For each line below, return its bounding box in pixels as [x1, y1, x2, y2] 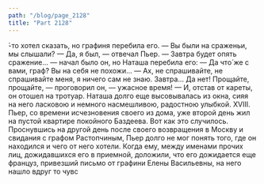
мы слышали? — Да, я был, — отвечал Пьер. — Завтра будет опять [8, 49, 237, 58]
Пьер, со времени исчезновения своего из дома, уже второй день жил [8, 107, 251, 117]
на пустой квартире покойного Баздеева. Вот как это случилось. [8, 116, 228, 126]
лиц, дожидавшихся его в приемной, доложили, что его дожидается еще [8, 149, 256, 159]
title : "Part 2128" [8, 19, 73, 27]
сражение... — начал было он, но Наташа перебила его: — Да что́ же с [8, 57, 250, 67]
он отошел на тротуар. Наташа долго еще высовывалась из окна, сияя [8, 91, 249, 100]
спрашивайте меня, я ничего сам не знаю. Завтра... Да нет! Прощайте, [8, 74, 250, 84]
